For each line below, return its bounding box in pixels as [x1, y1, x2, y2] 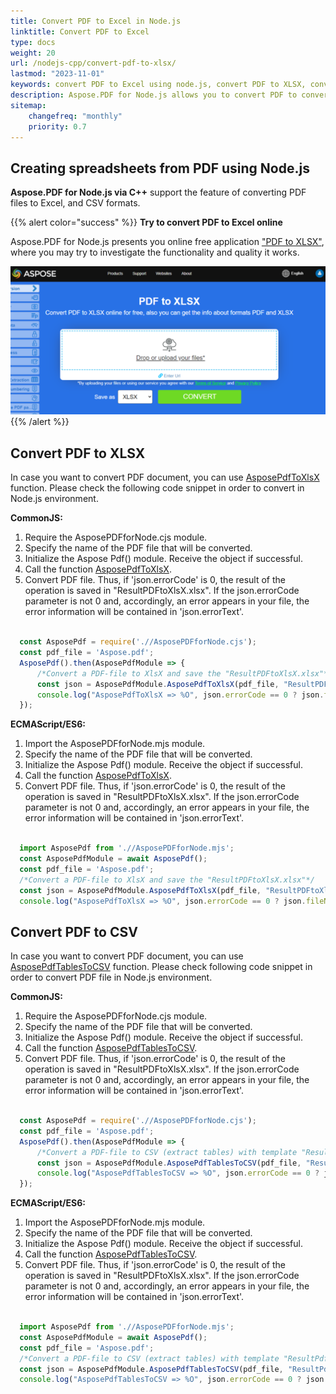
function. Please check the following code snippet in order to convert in [10, 482, 305, 494]
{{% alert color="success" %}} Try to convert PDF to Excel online [10, 216, 283, 229]
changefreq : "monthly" [28, 111, 123, 121]
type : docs [10, 37, 56, 47]
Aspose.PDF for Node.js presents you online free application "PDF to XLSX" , [10, 236, 325, 248]
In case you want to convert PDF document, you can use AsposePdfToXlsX [10, 471, 320, 484]
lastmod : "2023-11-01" [10, 69, 105, 79]
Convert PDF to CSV [10, 923, 138, 940]
